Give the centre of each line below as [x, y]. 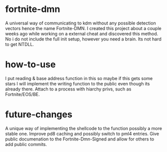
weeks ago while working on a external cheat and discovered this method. [82, 33]
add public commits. [26, 144]
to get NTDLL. [19, 44]
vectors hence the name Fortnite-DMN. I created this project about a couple [83, 28]
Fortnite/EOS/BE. [22, 94]
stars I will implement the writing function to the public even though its [77, 83]
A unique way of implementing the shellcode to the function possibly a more [84, 128]
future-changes [39, 115]
